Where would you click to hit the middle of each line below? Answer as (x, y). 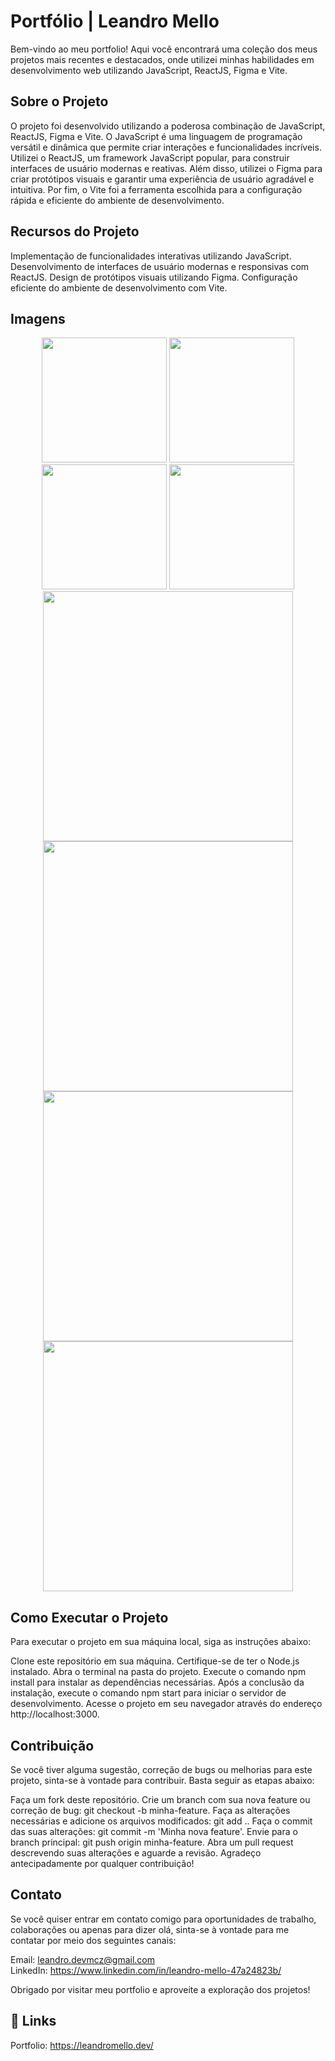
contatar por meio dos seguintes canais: (93, 1940)
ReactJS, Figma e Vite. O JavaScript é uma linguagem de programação (156, 136)
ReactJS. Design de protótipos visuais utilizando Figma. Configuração (154, 277)
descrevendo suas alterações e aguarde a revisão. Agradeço (136, 1853)
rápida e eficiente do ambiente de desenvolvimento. (117, 200)
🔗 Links (33, 2021)
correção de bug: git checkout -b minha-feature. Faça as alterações (150, 1810)
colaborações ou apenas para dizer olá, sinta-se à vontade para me (150, 1929)
